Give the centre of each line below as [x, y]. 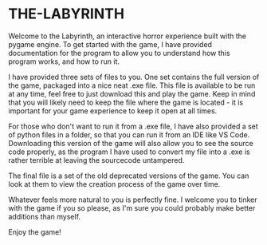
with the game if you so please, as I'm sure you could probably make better [132, 207]
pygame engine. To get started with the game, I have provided [110, 44]
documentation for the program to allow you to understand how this [119, 53]
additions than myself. [45, 216]
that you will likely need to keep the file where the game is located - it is [126, 102]
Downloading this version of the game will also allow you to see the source [131, 143]
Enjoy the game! [35, 231]
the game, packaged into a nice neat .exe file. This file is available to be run [132, 85]
